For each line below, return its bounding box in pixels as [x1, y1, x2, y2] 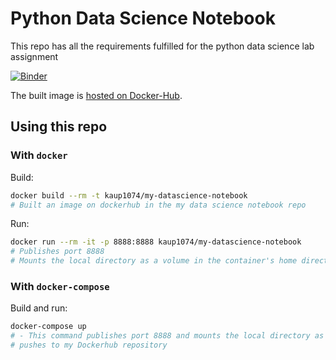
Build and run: [10, 302, 68, 314]
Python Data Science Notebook [10, 7, 276, 30]
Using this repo [10, 118, 108, 136]
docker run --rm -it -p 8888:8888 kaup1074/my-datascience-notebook [10, 237, 302, 247]
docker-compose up [10, 322, 87, 332]
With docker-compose [10, 279, 110, 293]
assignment [10, 50, 59, 62]
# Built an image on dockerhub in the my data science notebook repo [10, 200, 307, 210]
